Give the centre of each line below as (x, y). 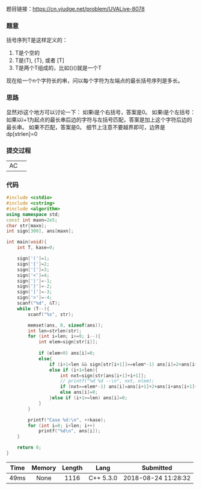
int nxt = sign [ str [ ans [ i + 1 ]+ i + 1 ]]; (103, 375)
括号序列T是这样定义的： (37, 40)
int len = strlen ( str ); (55, 331)
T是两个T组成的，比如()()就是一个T (58, 68)
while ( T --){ (33, 308)
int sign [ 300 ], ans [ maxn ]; (40, 231)
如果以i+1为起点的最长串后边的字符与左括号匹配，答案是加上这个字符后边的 (99, 120)
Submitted (157, 468)
